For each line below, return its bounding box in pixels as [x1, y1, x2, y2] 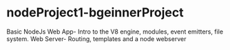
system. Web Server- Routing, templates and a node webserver [6, 34, 187, 42]
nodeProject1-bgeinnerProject [6, 5, 184, 21]
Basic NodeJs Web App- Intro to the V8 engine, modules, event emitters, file [6, 27, 224, 36]
